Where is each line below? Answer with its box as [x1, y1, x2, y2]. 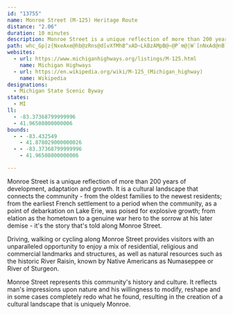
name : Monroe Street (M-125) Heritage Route [7, 17, 138, 24]
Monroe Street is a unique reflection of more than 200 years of [7, 177, 187, 185]
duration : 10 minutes [7, 29, 70, 37]
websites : [7, 49, 36, 56]
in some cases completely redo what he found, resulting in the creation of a [7, 292, 223, 300]
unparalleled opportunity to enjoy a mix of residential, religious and [7, 242, 198, 250]
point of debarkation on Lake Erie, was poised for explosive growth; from [7, 206, 216, 215]
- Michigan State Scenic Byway [13, 87, 104, 94]
